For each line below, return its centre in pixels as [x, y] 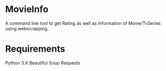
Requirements [35, 49]
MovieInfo [27, 9]
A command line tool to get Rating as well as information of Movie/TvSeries [83, 23]
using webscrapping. [27, 28]
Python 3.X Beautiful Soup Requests [43, 63]
